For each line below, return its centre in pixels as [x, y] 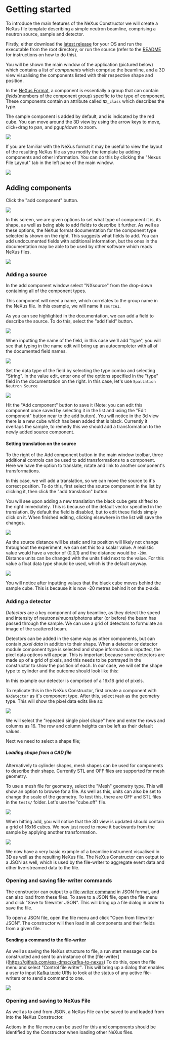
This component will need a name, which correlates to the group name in [82, 301]
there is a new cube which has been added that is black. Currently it [77, 421]
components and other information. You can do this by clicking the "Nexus [83, 157]
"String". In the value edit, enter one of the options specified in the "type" [82, 376]
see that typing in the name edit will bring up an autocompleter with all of [82, 346]
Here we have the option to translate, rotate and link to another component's [85, 466]
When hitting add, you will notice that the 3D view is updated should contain [85, 821]
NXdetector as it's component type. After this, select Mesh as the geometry [83, 696]
